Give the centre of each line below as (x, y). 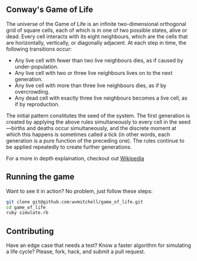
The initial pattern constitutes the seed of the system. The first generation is (98, 115)
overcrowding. (32, 91)
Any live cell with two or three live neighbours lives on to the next (94, 72)
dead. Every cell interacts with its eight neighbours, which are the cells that (97, 36)
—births (16, 128)
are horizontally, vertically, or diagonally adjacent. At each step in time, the (96, 42)
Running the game (40, 177)
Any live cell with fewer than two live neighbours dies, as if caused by (99, 60)
